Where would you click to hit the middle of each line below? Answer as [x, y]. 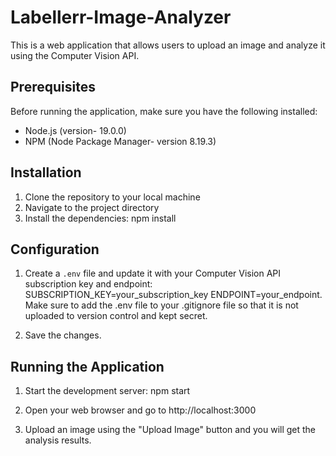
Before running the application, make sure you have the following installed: [164, 111]
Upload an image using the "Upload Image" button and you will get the [170, 430]
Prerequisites [53, 87]
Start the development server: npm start [107, 391]
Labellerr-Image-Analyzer [121, 17]
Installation [46, 172]
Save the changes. [63, 335]
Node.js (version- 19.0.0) [75, 130]
